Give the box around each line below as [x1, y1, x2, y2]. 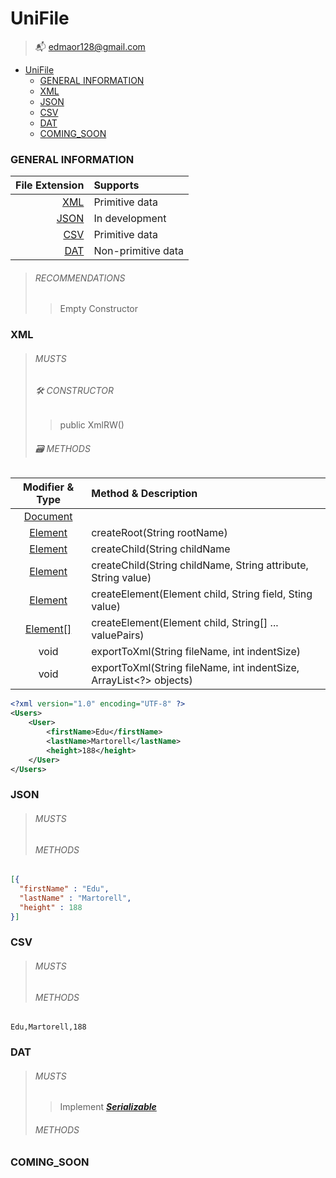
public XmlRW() [59, 419, 125, 431]
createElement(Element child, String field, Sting [91, 587, 313, 601]
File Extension [15, 178, 85, 192]
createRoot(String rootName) [91, 526, 228, 540]
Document [23, 510, 73, 524]
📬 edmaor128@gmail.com [34, 40, 146, 52]
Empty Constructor [59, 303, 139, 315]
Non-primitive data [93, 244, 185, 258]
